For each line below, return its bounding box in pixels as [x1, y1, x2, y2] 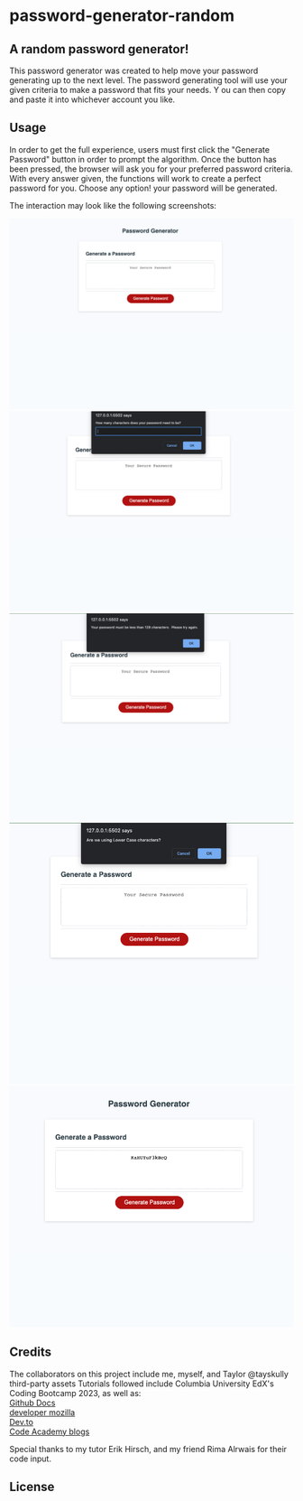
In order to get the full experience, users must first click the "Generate [9, 144, 271, 154]
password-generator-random [9, 5, 235, 26]
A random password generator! [9, 42, 189, 57]
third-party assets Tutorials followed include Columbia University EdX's [9, 1378, 275, 1389]
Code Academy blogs [9, 1426, 90, 1437]
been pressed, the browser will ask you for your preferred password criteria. [9, 163, 293, 174]
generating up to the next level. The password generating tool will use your [9, 75, 288, 86]
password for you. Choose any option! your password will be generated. [9, 182, 278, 193]
